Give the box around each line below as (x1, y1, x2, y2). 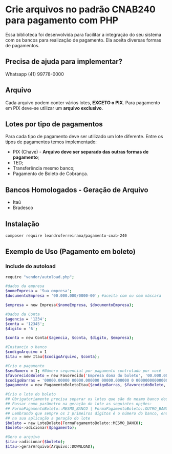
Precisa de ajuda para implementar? (5, 58, 123, 66)
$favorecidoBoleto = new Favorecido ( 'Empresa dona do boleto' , (5, 373, 143, 378)
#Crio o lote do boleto (5, 392, 56, 397)
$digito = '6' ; (5, 326, 38, 331)
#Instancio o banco (5, 345, 47, 350)
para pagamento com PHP (5, 14, 119, 26)
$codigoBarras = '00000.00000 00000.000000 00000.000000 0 (5, 377, 134, 383)
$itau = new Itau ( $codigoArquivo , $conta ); (5, 354, 100, 360)
